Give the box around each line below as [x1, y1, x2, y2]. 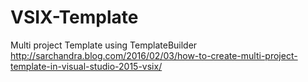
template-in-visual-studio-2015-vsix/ [10, 60, 163, 72]
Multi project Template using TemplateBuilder [10, 39, 198, 51]
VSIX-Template [10, 6, 139, 29]
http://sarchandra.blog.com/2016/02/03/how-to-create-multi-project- [10, 49, 298, 61]
